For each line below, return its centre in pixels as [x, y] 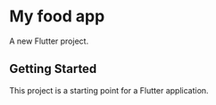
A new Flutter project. [49, 41]
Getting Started [53, 69]
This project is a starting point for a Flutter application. [109, 90]
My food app [57, 16]
